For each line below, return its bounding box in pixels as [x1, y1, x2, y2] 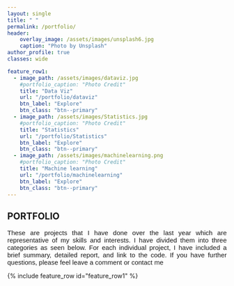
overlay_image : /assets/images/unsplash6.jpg [19, 36, 155, 43]
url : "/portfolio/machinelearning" [19, 171, 123, 178]
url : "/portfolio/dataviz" [19, 94, 98, 101]
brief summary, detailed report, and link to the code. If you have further [7, 251, 227, 260]
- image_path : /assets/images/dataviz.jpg [13, 74, 139, 81]
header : [7, 29, 30, 37]
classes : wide [7, 56, 49, 63]
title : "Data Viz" [19, 88, 73, 95]
